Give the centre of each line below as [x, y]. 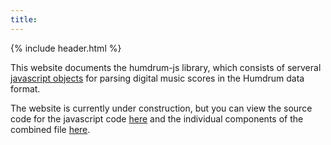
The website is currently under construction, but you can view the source [161, 108]
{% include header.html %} [66, 48]
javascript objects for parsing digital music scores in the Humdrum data [157, 78]
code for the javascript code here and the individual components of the [157, 118]
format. [25, 88]
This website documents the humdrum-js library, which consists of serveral [166, 67]
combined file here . [50, 129]
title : [24, 19]
